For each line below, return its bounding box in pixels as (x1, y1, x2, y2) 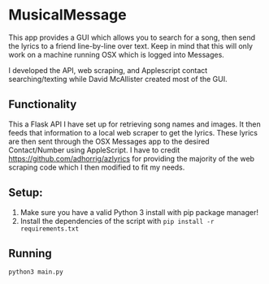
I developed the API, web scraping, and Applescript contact (8, 65, 208, 75)
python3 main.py (8, 268, 63, 277)
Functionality (8, 97, 77, 111)
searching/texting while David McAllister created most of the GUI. (8, 74, 228, 84)
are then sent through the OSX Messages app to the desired (8, 136, 210, 146)
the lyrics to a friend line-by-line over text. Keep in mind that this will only (8, 41, 254, 50)
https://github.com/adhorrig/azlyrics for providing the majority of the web (8, 153, 254, 163)
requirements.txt (20, 225, 80, 233)
